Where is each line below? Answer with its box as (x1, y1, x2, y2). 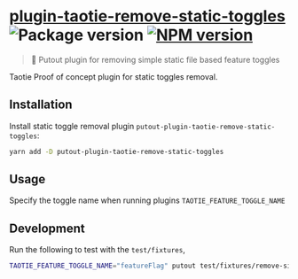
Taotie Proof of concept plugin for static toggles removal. (9, 71, 218, 81)
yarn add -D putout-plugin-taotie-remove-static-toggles (9, 147, 224, 156)
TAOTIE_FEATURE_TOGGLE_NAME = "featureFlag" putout (9, 261, 197, 271)
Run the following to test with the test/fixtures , (9, 244, 186, 255)
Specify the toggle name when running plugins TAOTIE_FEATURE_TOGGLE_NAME (9, 195, 286, 205)
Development (9, 221, 86, 236)
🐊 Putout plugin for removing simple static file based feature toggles (30, 54, 280, 65)
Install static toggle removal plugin (9, 120, 135, 131)
